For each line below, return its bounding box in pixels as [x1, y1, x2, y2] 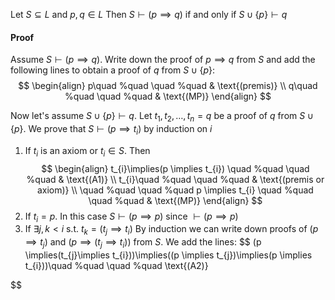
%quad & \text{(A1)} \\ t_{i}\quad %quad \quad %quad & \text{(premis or [26, 173, 325, 185]
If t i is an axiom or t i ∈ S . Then [24, 144, 151, 159]
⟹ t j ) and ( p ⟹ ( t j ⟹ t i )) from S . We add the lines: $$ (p [24, 236, 262, 250]
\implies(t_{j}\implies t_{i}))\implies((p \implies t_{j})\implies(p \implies [24, 249, 313, 261]
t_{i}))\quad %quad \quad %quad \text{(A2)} [24, 259, 209, 271]
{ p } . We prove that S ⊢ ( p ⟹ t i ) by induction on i [10, 123, 213, 137]
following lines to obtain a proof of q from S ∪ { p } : [10, 64, 216, 76]
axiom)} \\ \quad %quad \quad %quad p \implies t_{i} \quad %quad [36, 184, 314, 196]
